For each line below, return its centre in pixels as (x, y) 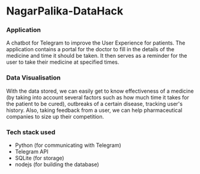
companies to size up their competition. (55, 116)
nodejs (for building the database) (57, 164)
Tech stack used (31, 132)
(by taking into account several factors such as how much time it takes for (98, 97)
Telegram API (32, 152)
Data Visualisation (34, 78)
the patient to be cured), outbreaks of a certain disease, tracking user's (95, 104)
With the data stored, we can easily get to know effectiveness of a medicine (100, 91)
